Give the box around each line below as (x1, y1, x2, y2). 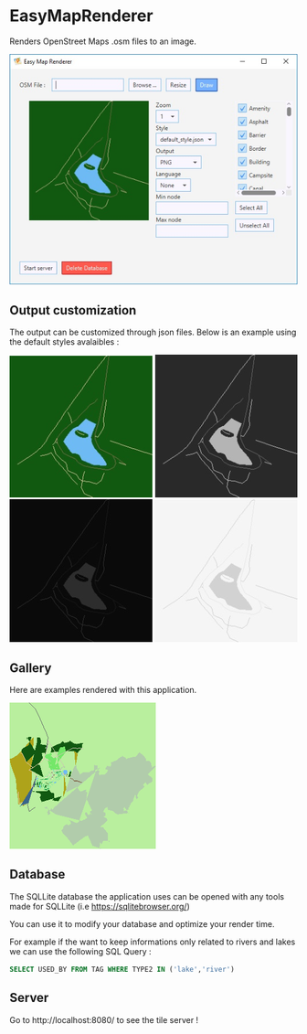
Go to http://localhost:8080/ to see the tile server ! (9, 1014, 199, 1025)
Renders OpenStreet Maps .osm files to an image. (9, 36, 196, 47)
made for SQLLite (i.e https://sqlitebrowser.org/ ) (9, 901, 190, 911)
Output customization (9, 303, 137, 318)
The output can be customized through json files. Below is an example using (9, 326, 297, 338)
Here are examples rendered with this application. (9, 685, 197, 696)
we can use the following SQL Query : (9, 945, 152, 956)
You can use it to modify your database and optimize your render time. (9, 918, 275, 929)
